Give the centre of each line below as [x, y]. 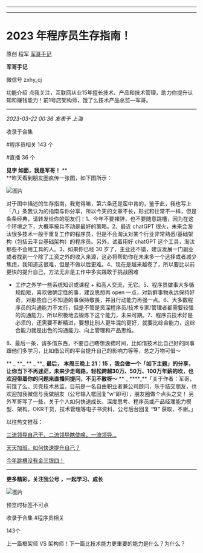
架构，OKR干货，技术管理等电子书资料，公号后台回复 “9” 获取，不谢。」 [106, 409]
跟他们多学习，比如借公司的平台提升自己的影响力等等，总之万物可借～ [94, 350]
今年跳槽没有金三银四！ [35, 460]
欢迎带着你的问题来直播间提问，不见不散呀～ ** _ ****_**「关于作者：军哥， [101, 378]
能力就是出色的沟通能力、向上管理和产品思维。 [79, 330]
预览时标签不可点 [27, 504]
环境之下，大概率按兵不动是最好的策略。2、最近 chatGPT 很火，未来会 [99, 226]
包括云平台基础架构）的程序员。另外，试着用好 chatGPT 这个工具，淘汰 [106, 241]
